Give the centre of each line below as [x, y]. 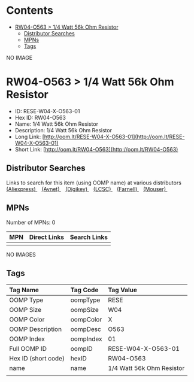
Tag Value [122, 290]
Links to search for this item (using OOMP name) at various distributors [94, 183]
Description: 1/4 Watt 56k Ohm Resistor [63, 130]
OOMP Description [35, 329]
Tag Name [24, 290]
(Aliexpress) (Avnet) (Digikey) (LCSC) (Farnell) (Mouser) [86, 189]
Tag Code [84, 290]
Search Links [89, 237]
